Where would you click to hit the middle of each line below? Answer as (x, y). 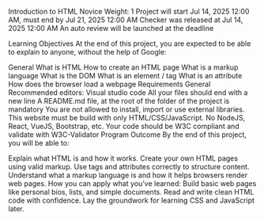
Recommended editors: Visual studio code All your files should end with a (128, 93)
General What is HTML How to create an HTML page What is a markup (123, 67)
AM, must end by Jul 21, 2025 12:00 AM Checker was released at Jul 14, (126, 20)
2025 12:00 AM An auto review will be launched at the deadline (111, 28)
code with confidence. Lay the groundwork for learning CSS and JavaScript (132, 200)
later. (17, 209)
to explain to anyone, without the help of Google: (87, 52)
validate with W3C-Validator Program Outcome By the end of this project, (128, 135)
